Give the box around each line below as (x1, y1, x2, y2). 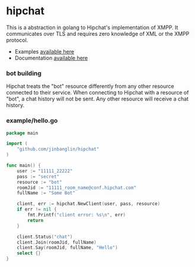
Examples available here (14, 48, 75, 55)
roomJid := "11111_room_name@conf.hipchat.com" (17, 184, 136, 191)
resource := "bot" (17, 179, 62, 185)
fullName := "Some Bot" (17, 190, 76, 196)
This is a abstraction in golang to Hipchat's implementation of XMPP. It (6, 24, 178, 31)
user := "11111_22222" (17, 168, 73, 174)
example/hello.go (6, 117, 58, 125)
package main (6, 130, 39, 136)
